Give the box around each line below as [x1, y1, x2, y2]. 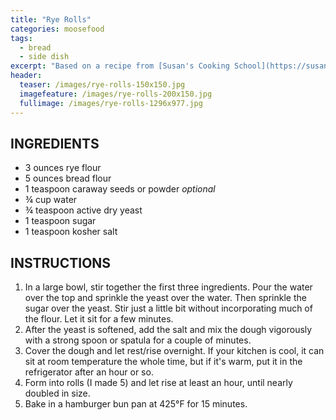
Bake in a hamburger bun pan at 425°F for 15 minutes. [24, 398, 248, 410]
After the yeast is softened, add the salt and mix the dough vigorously [24, 324, 313, 336]
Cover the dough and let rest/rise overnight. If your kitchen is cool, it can [24, 345, 325, 357]
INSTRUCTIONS [10, 254, 112, 271]
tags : [10, 33, 33, 43]
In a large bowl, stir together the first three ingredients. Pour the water [24, 281, 313, 293]
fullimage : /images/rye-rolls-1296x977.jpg [19, 98, 203, 108]
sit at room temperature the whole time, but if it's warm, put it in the [24, 356, 303, 368]
